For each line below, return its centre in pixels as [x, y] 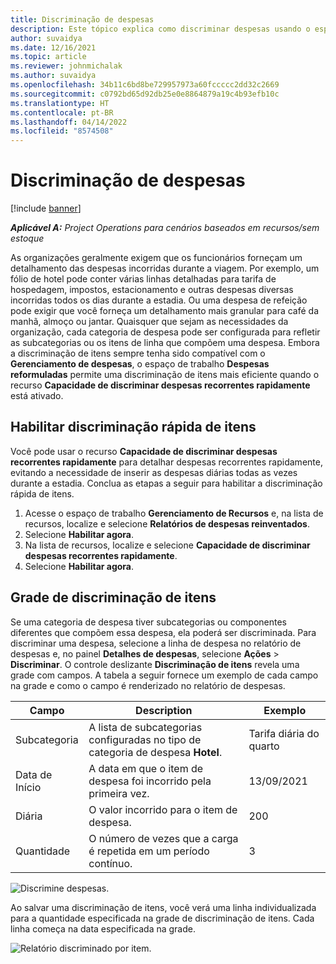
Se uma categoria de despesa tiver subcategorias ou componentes [148, 622]
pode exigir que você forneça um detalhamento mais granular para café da [165, 311]
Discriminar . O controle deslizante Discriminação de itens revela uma [155, 664]
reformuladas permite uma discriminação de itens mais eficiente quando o [165, 375]
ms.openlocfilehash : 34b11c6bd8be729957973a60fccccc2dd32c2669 [145, 85]
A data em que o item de [146, 768]
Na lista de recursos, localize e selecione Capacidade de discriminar [167, 545]
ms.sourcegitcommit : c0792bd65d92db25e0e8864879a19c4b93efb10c [145, 94]
